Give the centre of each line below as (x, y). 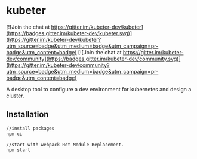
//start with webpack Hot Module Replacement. (65, 145)
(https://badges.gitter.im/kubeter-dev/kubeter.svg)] (69, 33)
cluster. (16, 96)
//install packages (30, 128)
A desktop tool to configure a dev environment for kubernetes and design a (99, 89)
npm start (19, 150)
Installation (27, 114)
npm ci (14, 134)
